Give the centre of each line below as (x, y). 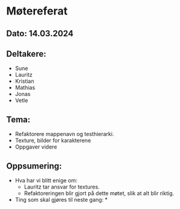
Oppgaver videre (36, 147)
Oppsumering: (34, 166)
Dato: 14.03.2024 (40, 34)
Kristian (24, 81)
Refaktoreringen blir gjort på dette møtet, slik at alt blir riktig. (99, 193)
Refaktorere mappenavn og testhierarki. (64, 134)
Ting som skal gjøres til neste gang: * (61, 200)
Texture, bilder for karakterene (53, 141)
